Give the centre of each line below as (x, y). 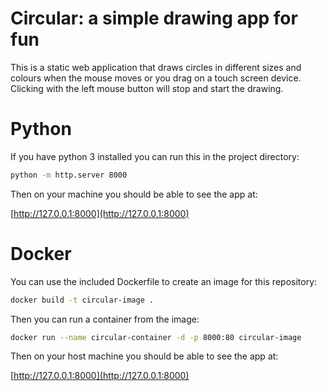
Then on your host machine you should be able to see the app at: (144, 356)
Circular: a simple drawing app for (154, 18)
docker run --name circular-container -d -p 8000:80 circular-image (156, 337)
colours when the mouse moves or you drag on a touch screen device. (156, 78)
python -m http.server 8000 (69, 175)
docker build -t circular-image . (82, 300)
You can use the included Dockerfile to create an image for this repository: (164, 281)
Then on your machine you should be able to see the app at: (134, 194)
